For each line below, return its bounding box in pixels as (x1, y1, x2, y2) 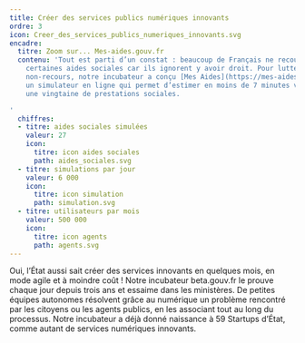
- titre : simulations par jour (17, 164, 136, 173)
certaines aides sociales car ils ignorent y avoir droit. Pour (25, 64, 274, 73)
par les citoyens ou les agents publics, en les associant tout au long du (9, 304, 274, 315)
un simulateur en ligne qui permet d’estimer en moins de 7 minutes (25, 81, 290, 90)
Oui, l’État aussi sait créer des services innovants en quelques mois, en (9, 265, 275, 277)
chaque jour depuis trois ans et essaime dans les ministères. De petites (9, 285, 275, 296)
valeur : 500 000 (25, 215, 88, 224)
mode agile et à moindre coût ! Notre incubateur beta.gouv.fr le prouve (9, 275, 274, 286)
